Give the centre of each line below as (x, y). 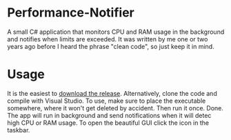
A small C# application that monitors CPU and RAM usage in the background (116, 32)
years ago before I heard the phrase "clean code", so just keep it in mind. (111, 46)
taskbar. (19, 130)
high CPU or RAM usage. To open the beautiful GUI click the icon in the (108, 123)
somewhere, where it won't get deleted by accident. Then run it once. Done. (115, 108)
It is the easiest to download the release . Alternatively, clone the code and (112, 93)
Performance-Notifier (71, 13)
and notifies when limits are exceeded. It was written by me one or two (108, 39)
